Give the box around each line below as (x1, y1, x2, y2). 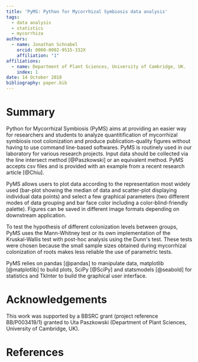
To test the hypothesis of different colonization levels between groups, (6, 223, 178, 230)
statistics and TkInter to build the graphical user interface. (6, 272, 147, 279)
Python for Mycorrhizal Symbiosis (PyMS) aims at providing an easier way (6, 125, 187, 132)
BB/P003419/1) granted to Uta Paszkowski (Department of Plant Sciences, (6, 318, 187, 325)
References (6, 346, 64, 359)
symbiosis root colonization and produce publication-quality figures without (6, 137, 191, 145)
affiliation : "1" (17, 53, 60, 58)
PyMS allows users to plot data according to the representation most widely (6, 180, 191, 187)
